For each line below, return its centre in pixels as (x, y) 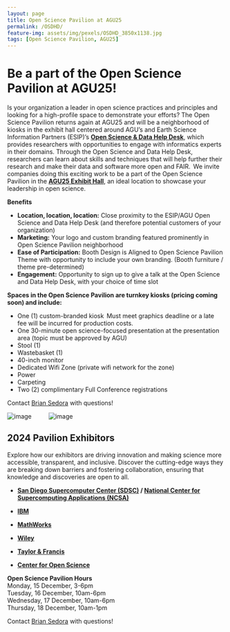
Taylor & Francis (41, 551)
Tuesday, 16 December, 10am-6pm (56, 592)
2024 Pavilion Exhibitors (61, 438)
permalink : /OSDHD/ (35, 26)
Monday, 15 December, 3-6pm (50, 586)
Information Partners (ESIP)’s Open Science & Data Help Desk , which (106, 137)
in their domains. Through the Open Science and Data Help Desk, (100, 152)
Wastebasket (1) (40, 353)
